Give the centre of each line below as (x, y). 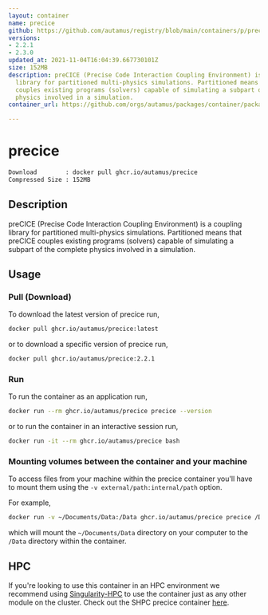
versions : (25, 38)
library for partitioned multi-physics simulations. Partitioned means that (125, 232)
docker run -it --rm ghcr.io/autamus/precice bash (94, 441)
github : (21, 30)
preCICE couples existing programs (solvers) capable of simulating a (121, 241)
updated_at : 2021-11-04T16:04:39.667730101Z (83, 61)
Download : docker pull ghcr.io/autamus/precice (103, 172)
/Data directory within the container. (67, 541)
